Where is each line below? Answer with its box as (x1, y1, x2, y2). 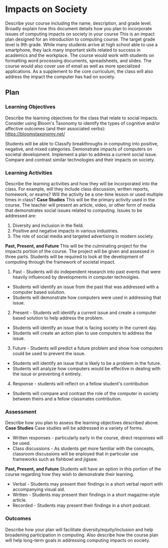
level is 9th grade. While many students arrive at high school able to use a (5, 41, 158, 47)
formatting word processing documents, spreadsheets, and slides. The (5, 57, 152, 63)
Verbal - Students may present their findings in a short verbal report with (12, 481, 163, 487)
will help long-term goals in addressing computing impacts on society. (5, 537, 150, 543)
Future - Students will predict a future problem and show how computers (12, 345, 163, 351)
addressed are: (5, 212, 37, 218)
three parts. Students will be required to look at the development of (5, 253, 144, 260)
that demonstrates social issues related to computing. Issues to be (5, 207, 142, 213)
